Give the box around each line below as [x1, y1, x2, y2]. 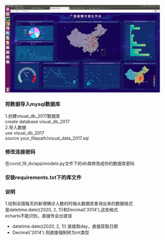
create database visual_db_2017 [5, 118, 70, 124]
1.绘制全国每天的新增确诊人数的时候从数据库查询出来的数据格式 [5, 201, 133, 206]
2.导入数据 [5, 124, 27, 130]
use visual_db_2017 [5, 130, 44, 136]
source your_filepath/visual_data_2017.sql [5, 135, 89, 141]
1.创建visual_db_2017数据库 [5, 113, 60, 119]
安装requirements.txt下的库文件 [5, 174, 82, 181]
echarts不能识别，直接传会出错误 [5, 213, 72, 219]
